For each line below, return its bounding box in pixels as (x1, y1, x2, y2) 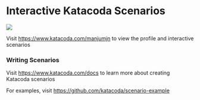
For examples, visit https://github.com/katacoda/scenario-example (6, 87, 170, 94)
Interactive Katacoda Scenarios (6, 4, 165, 18)
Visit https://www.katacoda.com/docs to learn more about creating (6, 69, 170, 76)
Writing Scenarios (6, 56, 60, 64)
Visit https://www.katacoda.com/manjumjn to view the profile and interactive (6, 34, 194, 42)
